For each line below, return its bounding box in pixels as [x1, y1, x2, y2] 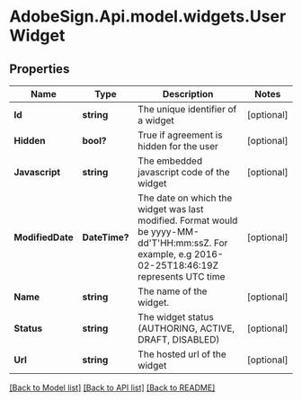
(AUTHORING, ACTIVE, [138, 322, 235, 334]
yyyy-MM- [151, 226, 200, 237]
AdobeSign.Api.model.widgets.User [9, 6, 287, 27]
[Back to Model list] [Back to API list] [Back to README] [9, 382, 216, 393]
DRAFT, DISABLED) [138, 334, 220, 345]
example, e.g [138, 248, 192, 260]
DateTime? [82, 231, 129, 244]
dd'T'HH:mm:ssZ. [138, 236, 212, 249]
